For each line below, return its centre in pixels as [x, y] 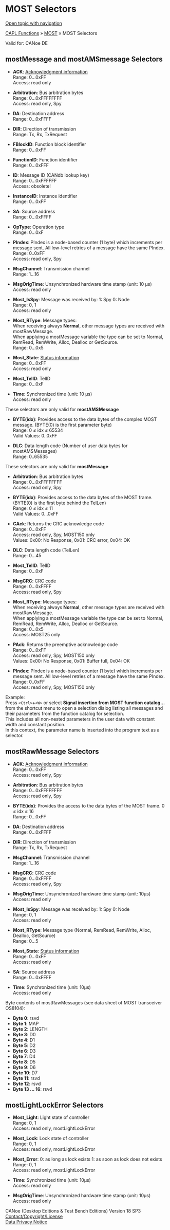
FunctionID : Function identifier [45, 159]
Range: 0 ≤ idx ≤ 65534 [38, 430]
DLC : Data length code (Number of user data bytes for [70, 446]
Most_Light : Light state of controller [51, 1117]
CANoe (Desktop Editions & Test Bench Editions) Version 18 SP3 [73, 1211]
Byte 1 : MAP [26, 1023]
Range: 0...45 [27, 555]
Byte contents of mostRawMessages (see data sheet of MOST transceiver [84, 1002]
